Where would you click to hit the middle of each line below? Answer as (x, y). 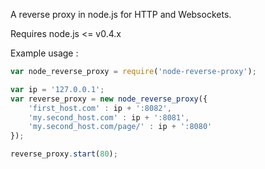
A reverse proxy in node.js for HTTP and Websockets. (121, 14)
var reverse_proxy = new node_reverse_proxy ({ (109, 99)
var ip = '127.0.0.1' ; (57, 89)
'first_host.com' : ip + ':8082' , (100, 108)
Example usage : (44, 53)
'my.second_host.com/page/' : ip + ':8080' (120, 127)
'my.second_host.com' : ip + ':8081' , (109, 117)
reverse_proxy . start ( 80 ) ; (64, 154)
